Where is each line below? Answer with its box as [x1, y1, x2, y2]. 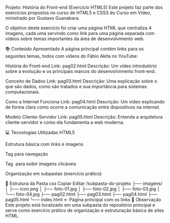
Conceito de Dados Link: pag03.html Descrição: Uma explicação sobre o [5, 78, 157, 84]
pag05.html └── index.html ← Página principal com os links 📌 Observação [5, 197, 161, 202]
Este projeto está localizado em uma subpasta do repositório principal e [5, 202, 156, 208]
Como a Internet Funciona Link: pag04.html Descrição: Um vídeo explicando [5, 99, 165, 104]
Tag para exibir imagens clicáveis [5, 161, 77, 167]
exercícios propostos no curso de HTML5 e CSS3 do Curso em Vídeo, [5, 10, 152, 16]
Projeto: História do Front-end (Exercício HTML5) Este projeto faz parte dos [5, 5, 163, 10]
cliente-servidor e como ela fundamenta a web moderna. [5, 119, 125, 125]
